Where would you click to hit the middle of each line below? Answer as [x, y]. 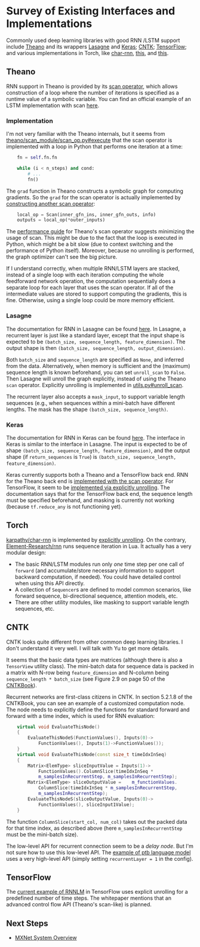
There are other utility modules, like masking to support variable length [102, 602]
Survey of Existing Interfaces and [91, 11]
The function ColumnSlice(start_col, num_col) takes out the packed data [97, 821]
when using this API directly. [50, 583]
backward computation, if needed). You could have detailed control [98, 577]
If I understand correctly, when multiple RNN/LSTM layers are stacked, [93, 269]
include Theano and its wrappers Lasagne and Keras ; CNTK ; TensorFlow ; [96, 47]
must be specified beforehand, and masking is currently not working [90, 500]
